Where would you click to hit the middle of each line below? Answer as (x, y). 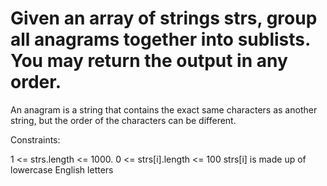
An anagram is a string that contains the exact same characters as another (164, 109)
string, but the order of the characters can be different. (123, 120)
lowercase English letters (62, 169)
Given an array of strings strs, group (164, 18)
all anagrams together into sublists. (160, 39)
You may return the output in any (149, 61)
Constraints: (35, 139)
